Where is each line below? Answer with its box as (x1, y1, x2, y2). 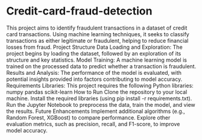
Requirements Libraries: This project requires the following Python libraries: (6, 81, 194, 89)
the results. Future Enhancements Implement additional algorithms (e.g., (6, 107, 185, 115)
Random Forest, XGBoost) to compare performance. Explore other (6, 113, 171, 121)
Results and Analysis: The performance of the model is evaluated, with (6, 69, 182, 76)
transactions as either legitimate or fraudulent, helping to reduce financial (6, 37, 189, 44)
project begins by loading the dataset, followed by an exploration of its (6, 49, 181, 57)
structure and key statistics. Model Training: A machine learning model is (6, 56, 187, 63)
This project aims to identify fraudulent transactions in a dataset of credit (6, 24, 188, 31)
